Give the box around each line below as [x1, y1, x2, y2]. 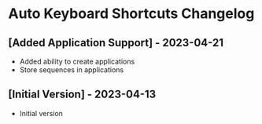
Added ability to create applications [19, 57, 135, 66]
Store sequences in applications [19, 65, 124, 75]
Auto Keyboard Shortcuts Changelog [8, 5, 255, 23]
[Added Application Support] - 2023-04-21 [8, 36, 224, 49]
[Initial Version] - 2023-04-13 [8, 88, 157, 101]
